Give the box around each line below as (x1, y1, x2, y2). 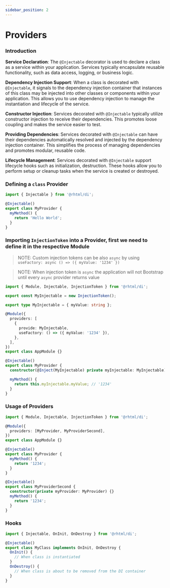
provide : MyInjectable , (18, 326, 69, 331)
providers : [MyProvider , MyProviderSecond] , (10, 428, 105, 434)
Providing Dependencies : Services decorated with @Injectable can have (5, 131, 158, 137)
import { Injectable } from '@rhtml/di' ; (5, 192, 94, 198)
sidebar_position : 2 (5, 7, 49, 13)
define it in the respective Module (5, 243, 90, 250)
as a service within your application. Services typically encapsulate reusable (5, 64, 164, 70)
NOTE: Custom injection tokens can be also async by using (17, 254, 140, 261)
